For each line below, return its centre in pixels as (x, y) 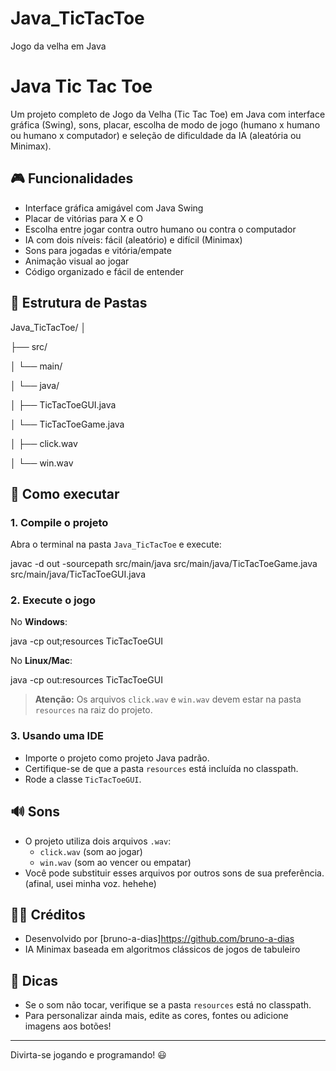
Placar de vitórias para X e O (83, 218)
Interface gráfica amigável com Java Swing (114, 208)
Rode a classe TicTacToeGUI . (83, 779)
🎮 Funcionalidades (72, 178)
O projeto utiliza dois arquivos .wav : (98, 841)
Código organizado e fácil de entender (104, 271)
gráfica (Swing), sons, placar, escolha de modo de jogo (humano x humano (165, 124)
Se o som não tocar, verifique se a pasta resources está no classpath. (168, 1005)
